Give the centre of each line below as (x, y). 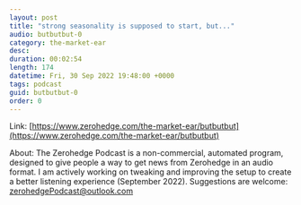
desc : (19, 51)
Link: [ (21, 126)
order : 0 (26, 101)
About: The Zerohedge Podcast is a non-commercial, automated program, (146, 153)
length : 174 (31, 68)
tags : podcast (36, 84)
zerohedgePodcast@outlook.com (71, 191)
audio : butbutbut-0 (46, 34)
